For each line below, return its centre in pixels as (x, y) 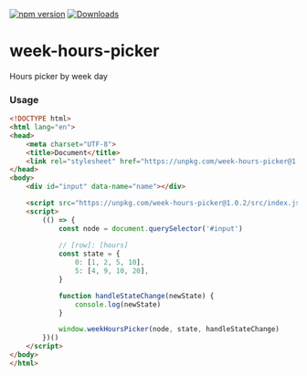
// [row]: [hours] (93, 245)
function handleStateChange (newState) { (136, 296)
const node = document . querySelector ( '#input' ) (151, 228)
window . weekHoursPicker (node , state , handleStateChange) (169, 329)
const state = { (89, 254)
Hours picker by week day (58, 76)
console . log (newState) (118, 304)
